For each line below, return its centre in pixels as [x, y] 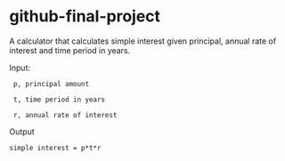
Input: [20, 68]
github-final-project [85, 16]
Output [22, 132]
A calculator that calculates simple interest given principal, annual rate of [143, 41]
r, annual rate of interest [65, 115]
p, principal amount [51, 84]
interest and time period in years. [70, 50]
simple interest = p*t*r [55, 148]
